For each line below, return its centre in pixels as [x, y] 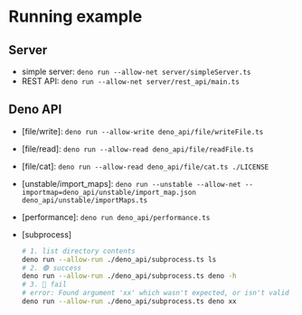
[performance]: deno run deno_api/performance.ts [116, 217]
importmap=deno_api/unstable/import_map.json [109, 192]
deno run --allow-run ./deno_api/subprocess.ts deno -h [129, 276]
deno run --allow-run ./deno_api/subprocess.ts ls [119, 259]
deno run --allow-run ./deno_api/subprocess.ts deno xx [129, 301]
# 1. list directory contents [79, 251]
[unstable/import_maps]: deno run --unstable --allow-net [131, 183]
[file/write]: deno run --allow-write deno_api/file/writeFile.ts [142, 131]
